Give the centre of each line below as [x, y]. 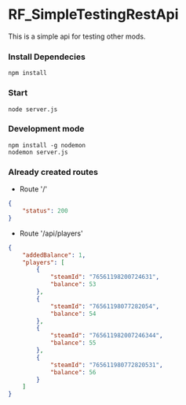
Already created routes [53, 172]
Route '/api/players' [51, 233]
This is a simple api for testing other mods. [77, 36]
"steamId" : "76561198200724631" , [104, 277]
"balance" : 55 [73, 343]
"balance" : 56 [73, 372]
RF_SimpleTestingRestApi [93, 15]
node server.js [33, 109]
